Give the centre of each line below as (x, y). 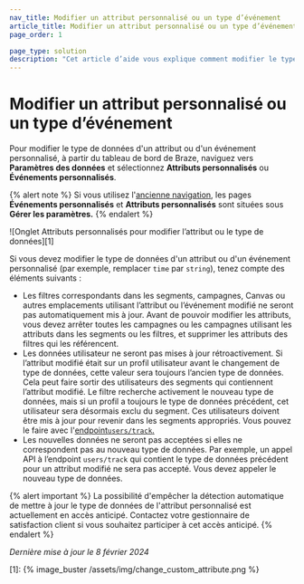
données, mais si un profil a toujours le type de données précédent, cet (156, 402)
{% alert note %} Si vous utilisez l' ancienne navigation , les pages (130, 195)
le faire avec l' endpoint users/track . (89, 430)
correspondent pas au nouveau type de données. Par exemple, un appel (157, 450)
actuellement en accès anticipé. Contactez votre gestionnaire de (130, 515)
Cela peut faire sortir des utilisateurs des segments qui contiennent (147, 382)
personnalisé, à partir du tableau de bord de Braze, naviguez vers (132, 158)
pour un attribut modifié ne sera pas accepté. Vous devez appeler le (149, 469)
